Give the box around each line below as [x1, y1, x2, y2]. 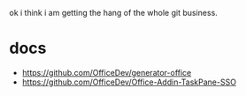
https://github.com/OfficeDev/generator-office [21, 67, 192, 78]
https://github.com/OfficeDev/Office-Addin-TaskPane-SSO [21, 77, 237, 87]
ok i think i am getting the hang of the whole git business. [9, 8, 219, 18]
